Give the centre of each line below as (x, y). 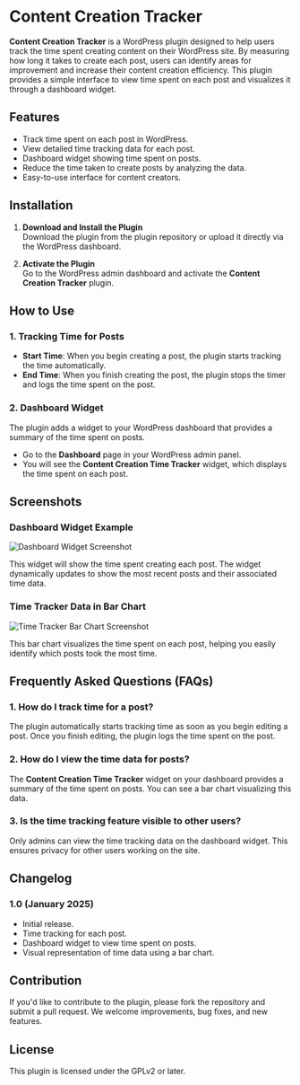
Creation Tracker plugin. (68, 282)
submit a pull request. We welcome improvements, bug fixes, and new (139, 1011)
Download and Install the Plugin (82, 227)
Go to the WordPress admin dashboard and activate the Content (141, 273)
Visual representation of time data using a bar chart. (118, 952)
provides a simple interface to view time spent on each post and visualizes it (150, 79)
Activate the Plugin (59, 263)
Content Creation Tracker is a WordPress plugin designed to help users (142, 41)
